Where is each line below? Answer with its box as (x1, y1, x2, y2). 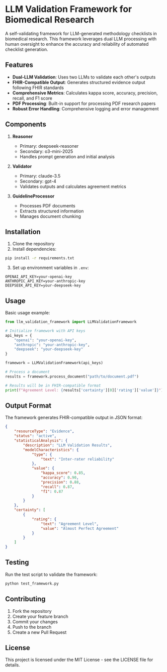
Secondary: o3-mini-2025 (19, 148, 74, 154)
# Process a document (5, 370, 50, 375)
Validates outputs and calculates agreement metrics (19, 183, 127, 190)
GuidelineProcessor (12, 193, 55, 199)
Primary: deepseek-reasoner (19, 143, 79, 149)
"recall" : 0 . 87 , (40, 484, 75, 489)
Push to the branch (12, 624, 52, 630)
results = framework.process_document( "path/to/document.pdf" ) (5, 374, 139, 379)
